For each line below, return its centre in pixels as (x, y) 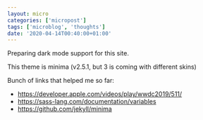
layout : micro (28, 14)
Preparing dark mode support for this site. (68, 53)
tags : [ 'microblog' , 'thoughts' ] (56, 27)
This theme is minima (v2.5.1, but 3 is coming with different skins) (102, 67)
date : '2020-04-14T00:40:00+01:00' (60, 33)
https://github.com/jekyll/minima (65, 109)
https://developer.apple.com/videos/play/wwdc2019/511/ (100, 94)
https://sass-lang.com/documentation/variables (87, 102)
